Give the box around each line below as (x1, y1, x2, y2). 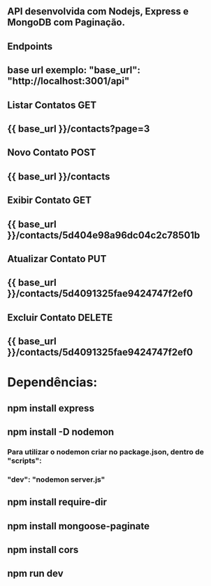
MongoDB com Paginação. (7, 17, 126, 29)
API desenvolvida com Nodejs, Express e (7, 6, 189, 18)
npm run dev (7, 568, 64, 580)
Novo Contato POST (7, 146, 96, 158)
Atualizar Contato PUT (7, 252, 107, 265)
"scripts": (7, 456, 42, 465)
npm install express (7, 402, 94, 414)
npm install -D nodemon (7, 426, 115, 438)
